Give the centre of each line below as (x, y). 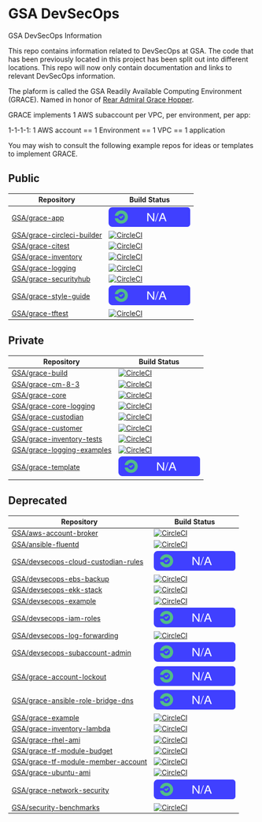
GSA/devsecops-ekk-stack (57, 590)
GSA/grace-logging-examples (61, 450)
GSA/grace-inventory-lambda (61, 729)
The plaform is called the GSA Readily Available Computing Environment (125, 91)
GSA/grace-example (46, 718)
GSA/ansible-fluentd (45, 544)
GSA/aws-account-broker (55, 534)
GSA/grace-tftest (40, 314)
